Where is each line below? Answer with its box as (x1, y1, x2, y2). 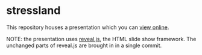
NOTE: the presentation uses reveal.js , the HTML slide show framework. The (6, 35, 197, 42)
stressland (6, 4, 61, 18)
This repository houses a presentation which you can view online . (6, 24, 169, 31)
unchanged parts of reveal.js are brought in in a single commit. (6, 42, 162, 49)
